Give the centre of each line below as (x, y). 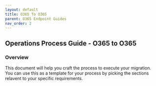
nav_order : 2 (18, 23)
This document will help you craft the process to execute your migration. (78, 68)
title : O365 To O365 (26, 14)
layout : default (22, 10)
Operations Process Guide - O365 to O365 (71, 43)
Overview (17, 57)
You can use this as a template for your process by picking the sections (77, 73)
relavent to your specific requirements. (44, 78)
